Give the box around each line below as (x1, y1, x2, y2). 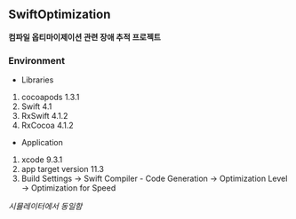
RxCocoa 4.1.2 (20, 120, 75, 131)
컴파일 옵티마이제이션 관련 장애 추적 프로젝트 (8, 31, 162, 43)
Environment (8, 54, 66, 66)
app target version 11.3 (20, 164, 104, 175)
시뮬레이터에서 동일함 (8, 201, 83, 212)
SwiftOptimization (8, 7, 111, 22)
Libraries (20, 74, 54, 85)
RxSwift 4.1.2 (20, 111, 68, 121)
